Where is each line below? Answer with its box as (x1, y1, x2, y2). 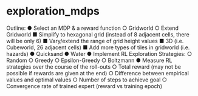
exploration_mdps (6, 4, 100, 18)
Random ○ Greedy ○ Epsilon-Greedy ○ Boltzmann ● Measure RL (6, 57, 172, 64)
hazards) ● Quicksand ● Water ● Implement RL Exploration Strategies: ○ (6, 50, 193, 57)
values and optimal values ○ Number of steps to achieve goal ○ (6, 76, 167, 83)
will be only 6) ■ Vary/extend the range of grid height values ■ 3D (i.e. (6, 37, 184, 44)
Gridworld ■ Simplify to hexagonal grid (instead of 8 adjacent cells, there (6, 30, 189, 38)
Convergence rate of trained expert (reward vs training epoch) (6, 82, 163, 89)
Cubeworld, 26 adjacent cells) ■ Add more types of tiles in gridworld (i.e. (6, 44, 190, 51)
